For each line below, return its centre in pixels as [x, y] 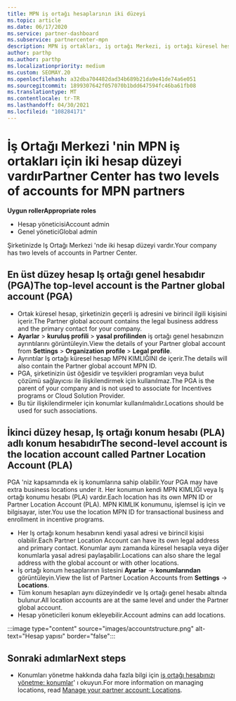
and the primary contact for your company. [80, 328]
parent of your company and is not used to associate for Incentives [114, 388]
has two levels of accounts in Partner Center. [72, 253]
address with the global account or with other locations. [98, 563]
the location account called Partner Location [106, 454]
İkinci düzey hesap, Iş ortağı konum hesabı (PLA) [116, 432]
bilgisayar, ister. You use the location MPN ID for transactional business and [116, 512]
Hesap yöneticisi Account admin [64, 224]
